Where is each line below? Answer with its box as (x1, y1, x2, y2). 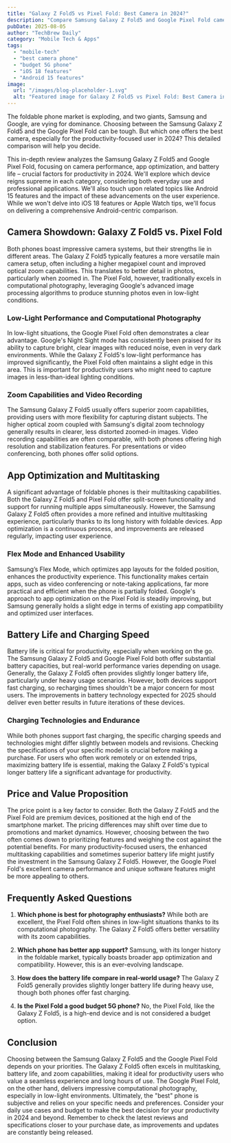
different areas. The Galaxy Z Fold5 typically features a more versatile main (7, 252, 220, 260)
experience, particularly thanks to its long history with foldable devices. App (7, 517, 223, 526)
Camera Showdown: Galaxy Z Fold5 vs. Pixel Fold (7, 226, 223, 238)
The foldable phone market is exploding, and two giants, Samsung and (7, 112, 208, 121)
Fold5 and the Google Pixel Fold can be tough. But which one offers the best (7, 127, 223, 135)
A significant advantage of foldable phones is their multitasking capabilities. (7, 488, 222, 497)
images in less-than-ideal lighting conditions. (7, 373, 135, 381)
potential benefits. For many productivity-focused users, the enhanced (7, 843, 208, 851)
